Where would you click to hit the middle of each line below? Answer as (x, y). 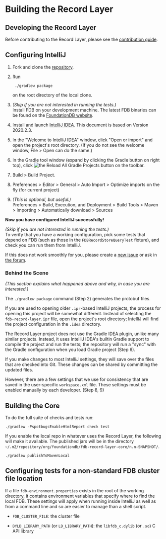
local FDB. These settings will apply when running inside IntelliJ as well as (81, 501)
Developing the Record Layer (51, 28)
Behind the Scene (27, 273)
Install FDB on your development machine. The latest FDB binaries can (84, 110)
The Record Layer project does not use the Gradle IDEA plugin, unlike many (82, 334)
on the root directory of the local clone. (52, 95)
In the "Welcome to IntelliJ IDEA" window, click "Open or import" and (82, 140)
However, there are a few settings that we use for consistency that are (77, 379)
